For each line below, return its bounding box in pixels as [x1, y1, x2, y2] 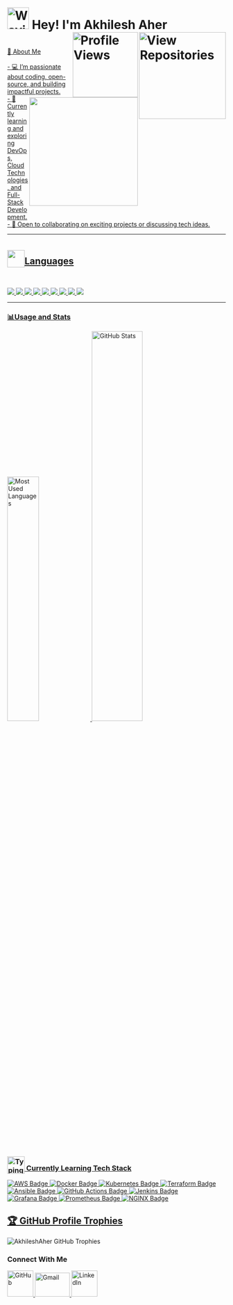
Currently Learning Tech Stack [26, 1163, 132, 1173]
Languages [24, 256, 74, 267]
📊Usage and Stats [7, 313, 71, 322]
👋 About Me [7, 47, 42, 56]
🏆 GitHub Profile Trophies [7, 1215, 123, 1227]
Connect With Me [7, 1254, 68, 1264]
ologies [7, 176, 28, 184]
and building [30, 80, 66, 88]
